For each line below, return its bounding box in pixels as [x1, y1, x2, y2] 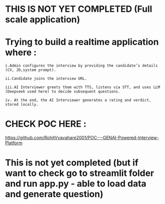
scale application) [5, 14, 81, 25]
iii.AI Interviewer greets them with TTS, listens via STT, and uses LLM [5, 85, 161, 90]
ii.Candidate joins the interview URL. [5, 76, 87, 81]
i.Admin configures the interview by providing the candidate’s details [5, 63, 158, 68]
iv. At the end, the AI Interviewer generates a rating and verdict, [5, 98, 152, 103]
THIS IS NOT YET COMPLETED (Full [5, 3, 152, 15]
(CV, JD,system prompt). [5, 68, 56, 72]
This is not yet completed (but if [5, 157, 139, 169]
